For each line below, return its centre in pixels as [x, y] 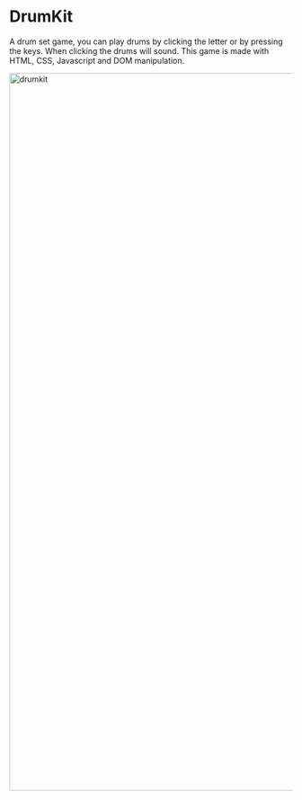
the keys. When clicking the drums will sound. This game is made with [139, 50]
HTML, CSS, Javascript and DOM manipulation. [97, 60]
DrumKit [41, 17]
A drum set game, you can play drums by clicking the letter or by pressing [146, 41]
